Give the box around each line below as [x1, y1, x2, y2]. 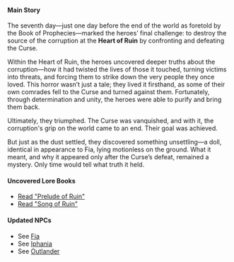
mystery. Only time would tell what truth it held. [7, 160, 145, 169]
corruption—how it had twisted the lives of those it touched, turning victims [7, 65, 227, 74]
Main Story [7, 6, 41, 14]
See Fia [17, 232, 40, 240]
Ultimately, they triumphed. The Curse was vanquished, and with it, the [7, 117, 214, 125]
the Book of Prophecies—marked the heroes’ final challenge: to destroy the [7, 29, 227, 38]
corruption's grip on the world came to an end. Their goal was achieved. [7, 124, 218, 132]
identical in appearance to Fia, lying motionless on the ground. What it [7, 145, 211, 154]
